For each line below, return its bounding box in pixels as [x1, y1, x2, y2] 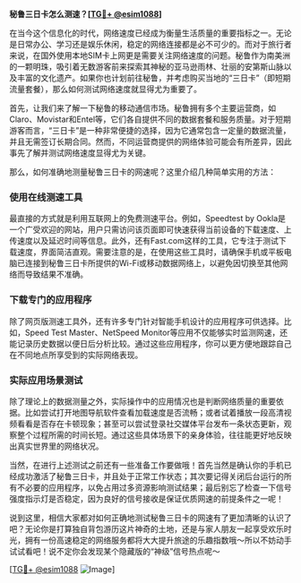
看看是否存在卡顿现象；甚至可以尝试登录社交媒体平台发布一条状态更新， [16, 418, 284, 429]
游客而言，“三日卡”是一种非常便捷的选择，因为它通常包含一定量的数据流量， [9, 125, 291, 135]
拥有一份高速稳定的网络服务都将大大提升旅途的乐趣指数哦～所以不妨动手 [24, 535, 292, 545]
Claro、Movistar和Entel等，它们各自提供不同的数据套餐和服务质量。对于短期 [9, 114, 291, 124]
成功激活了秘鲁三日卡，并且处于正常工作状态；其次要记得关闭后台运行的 [16, 470, 284, 482]
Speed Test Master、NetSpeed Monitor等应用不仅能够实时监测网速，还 [24, 327, 288, 338]
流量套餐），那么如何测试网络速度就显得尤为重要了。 [9, 84, 202, 94]
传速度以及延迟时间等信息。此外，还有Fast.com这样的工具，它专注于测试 [9, 236, 279, 246]
